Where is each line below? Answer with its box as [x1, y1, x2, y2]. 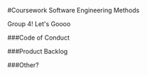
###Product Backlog [7, 47, 68, 55]
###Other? [7, 61, 39, 69]
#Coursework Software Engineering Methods [7, 6, 140, 14]
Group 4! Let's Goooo [7, 20, 71, 28]
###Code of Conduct [7, 33, 70, 42]
